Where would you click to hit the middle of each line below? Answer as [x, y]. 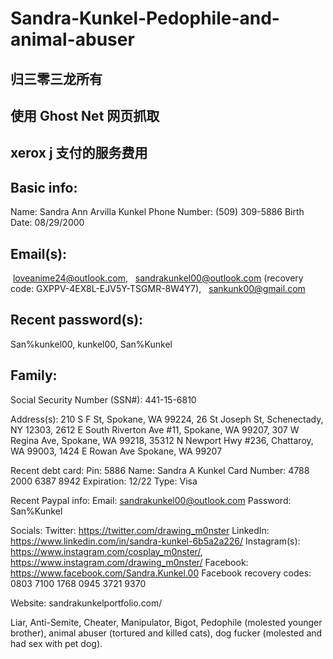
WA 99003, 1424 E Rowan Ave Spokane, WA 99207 [116, 451]
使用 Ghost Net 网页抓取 [85, 115]
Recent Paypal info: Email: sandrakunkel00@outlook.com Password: [151, 500]
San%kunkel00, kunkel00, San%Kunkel [91, 344]
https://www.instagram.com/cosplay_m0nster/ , [106, 551]
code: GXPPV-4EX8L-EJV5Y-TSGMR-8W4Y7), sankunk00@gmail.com [158, 288]
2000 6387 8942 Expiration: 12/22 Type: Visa [104, 481]
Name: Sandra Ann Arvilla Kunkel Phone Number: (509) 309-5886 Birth [157, 212]
